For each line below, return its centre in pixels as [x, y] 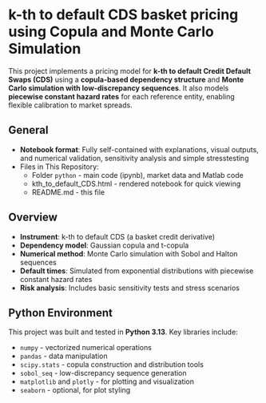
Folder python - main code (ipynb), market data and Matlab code [137, 175]
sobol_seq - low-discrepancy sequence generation [103, 373]
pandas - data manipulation [64, 356]
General [29, 130]
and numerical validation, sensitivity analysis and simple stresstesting [134, 158]
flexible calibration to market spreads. [71, 105]
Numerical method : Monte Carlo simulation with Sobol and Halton [129, 253]
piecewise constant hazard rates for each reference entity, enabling [122, 96]
